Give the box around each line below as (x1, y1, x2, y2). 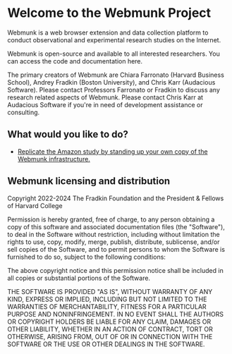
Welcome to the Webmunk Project (7, 5, 212, 21)
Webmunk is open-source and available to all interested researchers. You (7, 49, 220, 58)
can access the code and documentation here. (7, 56, 143, 65)
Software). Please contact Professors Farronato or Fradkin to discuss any (7, 85, 221, 94)
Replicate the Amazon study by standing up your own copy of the (17, 147, 208, 156)
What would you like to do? (7, 128, 129, 140)
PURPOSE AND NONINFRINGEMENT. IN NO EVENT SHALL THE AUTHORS (7, 310, 224, 318)
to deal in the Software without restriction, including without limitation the (7, 230, 220, 238)
